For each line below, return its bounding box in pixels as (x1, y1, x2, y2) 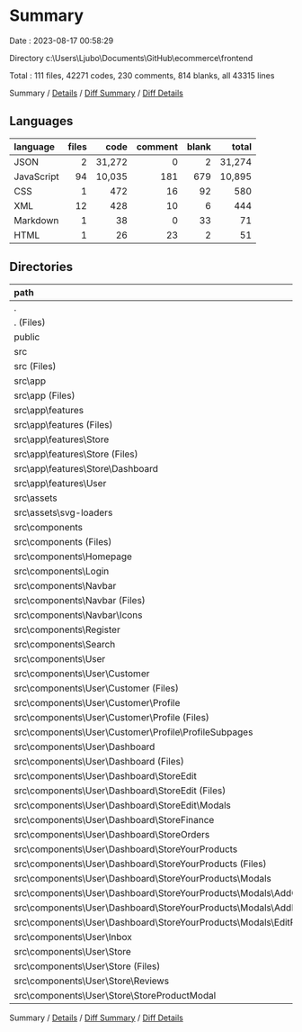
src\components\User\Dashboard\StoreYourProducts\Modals (13, 872, 271, 884)
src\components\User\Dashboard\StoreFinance (13, 813, 215, 826)
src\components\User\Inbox (13, 930, 132, 943)
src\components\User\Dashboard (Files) (13, 755, 184, 767)
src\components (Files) (13, 535, 112, 548)
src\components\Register (13, 623, 121, 636)
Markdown (13, 213, 59, 226)
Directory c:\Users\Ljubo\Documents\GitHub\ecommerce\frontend (9, 52, 253, 63)
